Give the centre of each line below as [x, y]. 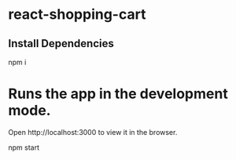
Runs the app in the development [118, 94]
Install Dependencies [61, 44]
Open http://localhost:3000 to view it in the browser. [93, 132]
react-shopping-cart [77, 15]
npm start [24, 147]
